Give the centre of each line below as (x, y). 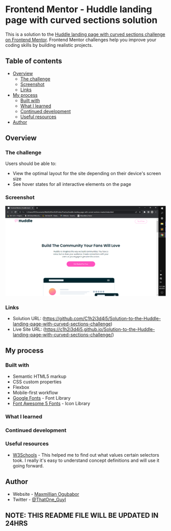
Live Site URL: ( (29, 329)
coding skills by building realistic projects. (49, 45)
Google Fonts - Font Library (41, 398)
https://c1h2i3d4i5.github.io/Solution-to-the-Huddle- (100, 329)
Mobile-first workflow (35, 393)
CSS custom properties (37, 382)
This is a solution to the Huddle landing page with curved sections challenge (85, 34)
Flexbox (21, 387)
